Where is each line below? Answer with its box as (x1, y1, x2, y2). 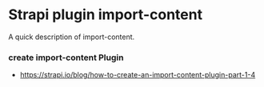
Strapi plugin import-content (8, 6, 202, 24)
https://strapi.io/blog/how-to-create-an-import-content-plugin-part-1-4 (19, 70, 256, 80)
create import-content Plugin (8, 52, 124, 63)
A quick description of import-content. (8, 32, 135, 42)
